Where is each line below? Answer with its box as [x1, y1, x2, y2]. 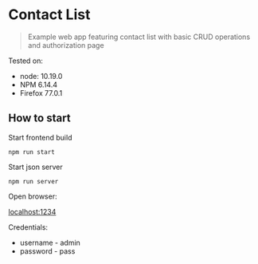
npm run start [8, 148, 56, 156]
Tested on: [8, 56, 44, 65]
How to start [8, 112, 71, 125]
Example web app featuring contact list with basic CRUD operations [27, 32, 251, 41]
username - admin [19, 238, 81, 247]
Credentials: [8, 222, 49, 232]
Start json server [8, 162, 63, 171]
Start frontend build [8, 132, 72, 142]
